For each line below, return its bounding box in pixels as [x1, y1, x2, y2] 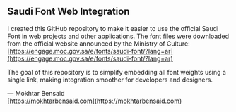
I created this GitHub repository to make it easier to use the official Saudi [7, 24, 219, 32]
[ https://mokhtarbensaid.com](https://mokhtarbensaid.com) [7, 97, 182, 105]
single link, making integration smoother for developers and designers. [7, 75, 213, 84]
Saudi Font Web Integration [7, 6, 130, 18]
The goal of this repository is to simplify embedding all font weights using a [7, 68, 226, 76]
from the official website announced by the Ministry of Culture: [7, 39, 190, 48]
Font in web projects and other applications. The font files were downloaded [7, 32, 230, 40]
